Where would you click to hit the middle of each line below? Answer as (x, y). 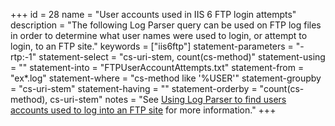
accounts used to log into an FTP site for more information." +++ (143, 110)
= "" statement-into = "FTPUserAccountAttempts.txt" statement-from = (157, 67)
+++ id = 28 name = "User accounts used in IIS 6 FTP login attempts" (153, 14)
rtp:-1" (23, 57)
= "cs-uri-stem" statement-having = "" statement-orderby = (134, 88)
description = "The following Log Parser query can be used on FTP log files (166, 25)
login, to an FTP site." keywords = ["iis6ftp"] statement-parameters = (152, 46)
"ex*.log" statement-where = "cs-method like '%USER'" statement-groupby (166, 78)
